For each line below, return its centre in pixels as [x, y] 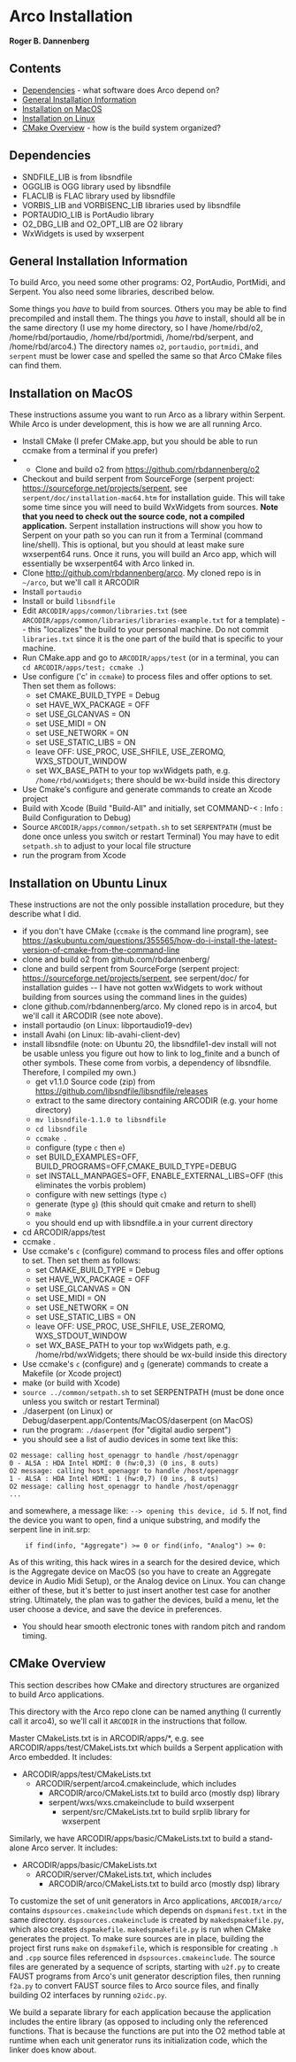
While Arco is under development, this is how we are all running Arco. [136, 424]
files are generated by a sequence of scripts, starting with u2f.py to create [145, 1966]
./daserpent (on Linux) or [67, 1411]
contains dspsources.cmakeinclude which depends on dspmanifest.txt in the [148, 1910]
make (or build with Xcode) [71, 1383]
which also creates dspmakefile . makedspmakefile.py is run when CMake [140, 1929]
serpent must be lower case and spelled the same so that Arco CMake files [146, 356]
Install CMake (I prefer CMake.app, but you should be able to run [140, 441]
